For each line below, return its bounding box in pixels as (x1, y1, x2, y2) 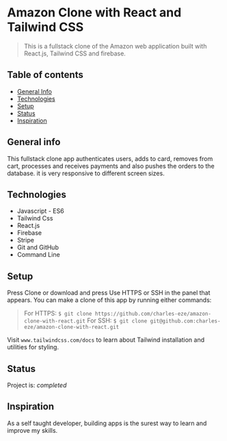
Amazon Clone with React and (7, 5, 182, 21)
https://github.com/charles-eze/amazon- (94, 310, 212, 318)
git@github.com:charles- (150, 318, 221, 325)
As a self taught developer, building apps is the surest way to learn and (7, 419, 207, 427)
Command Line (16, 251, 60, 259)
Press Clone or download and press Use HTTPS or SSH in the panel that (7, 289, 211, 297)
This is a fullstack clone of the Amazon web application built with (23, 42, 207, 50)
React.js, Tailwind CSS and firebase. (23, 49, 126, 58)
